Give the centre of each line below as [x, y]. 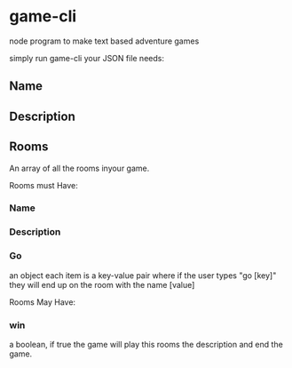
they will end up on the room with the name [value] [102, 284]
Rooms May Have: [43, 302]
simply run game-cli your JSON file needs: [87, 58]
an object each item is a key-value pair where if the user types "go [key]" [143, 275]
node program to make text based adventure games [104, 41]
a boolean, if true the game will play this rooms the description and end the [146, 344]
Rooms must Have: [43, 185]
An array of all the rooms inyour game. [79, 168]
